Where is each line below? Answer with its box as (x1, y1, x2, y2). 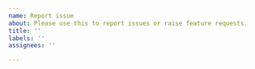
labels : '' (8, 34, 45, 43)
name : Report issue (8, 11, 74, 20)
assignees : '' (8, 42, 57, 50)
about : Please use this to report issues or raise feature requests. (8, 19, 249, 27)
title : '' (8, 26, 42, 34)
